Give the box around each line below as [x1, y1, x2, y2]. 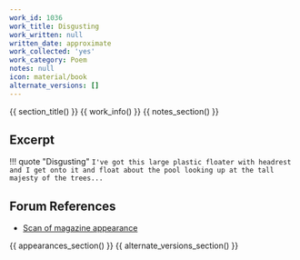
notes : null [9, 65, 55, 74]
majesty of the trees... [9, 174, 104, 183]
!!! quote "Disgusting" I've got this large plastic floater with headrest [9, 156, 292, 167]
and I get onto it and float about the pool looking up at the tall [9, 165, 275, 175]
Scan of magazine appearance [22, 223, 138, 234]
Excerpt [9, 133, 55, 148]
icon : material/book [9, 73, 88, 82]
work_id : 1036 [9, 13, 64, 23]
